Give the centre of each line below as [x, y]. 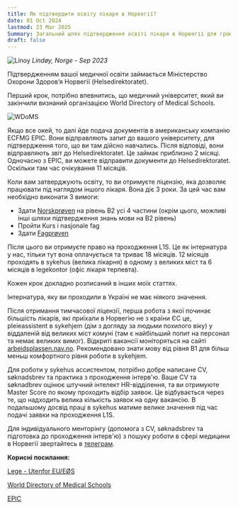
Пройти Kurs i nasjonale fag [58, 226]
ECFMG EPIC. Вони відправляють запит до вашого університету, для [111, 138]
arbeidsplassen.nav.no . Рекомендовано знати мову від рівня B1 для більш [118, 349]
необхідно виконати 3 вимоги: [53, 197]
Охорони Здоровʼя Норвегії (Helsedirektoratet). [78, 82]
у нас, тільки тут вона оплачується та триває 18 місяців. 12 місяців [108, 254]
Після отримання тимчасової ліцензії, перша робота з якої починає [109, 311]
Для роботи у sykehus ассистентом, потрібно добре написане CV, [108, 370]
